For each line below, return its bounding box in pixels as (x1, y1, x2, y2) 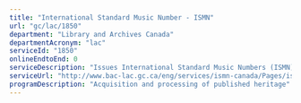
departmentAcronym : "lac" (9, 38, 106, 47)
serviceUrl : (9, 72, 54, 81)
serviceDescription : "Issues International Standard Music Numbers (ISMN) (9, 64, 295, 73)
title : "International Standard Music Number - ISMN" (9, 13, 215, 22)
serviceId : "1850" (9, 47, 78, 56)
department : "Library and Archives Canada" (9, 30, 175, 39)
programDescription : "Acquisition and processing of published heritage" (9, 80, 291, 89)
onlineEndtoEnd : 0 (9, 55, 78, 64)
